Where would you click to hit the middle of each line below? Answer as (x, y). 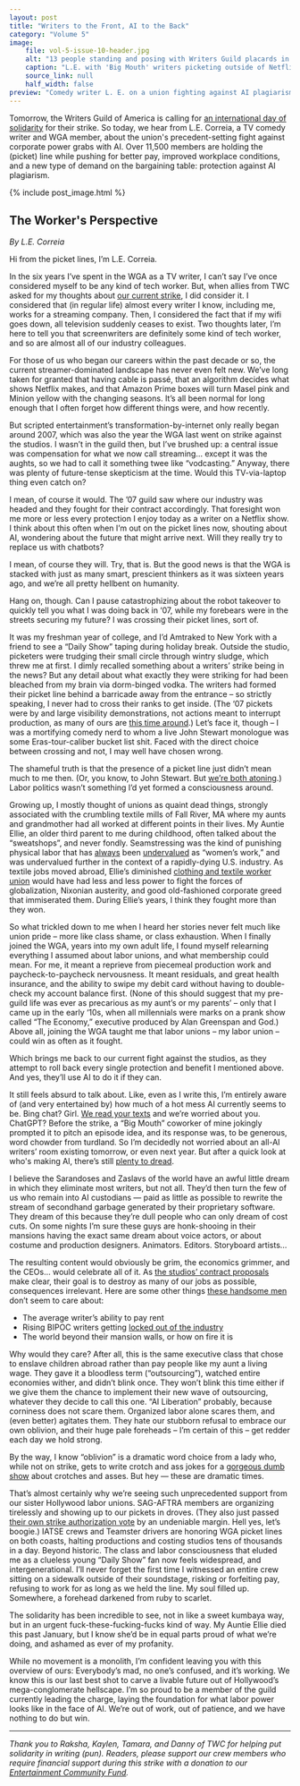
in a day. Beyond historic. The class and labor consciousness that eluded (143, 1551)
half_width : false (59, 84)
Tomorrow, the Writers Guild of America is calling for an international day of (148, 118)
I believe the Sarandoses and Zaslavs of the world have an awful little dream (150, 1178)
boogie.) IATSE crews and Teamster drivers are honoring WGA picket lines (146, 1532)
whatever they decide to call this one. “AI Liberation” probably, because (141, 1402)
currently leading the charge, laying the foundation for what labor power (142, 1699)
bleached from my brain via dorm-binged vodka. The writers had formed (143, 685)
